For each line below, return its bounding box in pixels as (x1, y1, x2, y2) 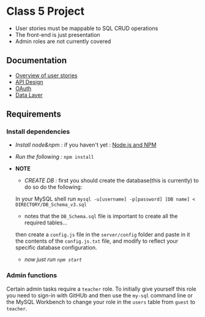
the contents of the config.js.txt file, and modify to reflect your (15, 237, 179, 245)
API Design (15, 78, 43, 85)
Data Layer (15, 91, 43, 99)
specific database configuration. (15, 244, 97, 251)
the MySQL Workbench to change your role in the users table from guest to (6, 298, 196, 305)
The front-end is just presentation (15, 31, 100, 38)
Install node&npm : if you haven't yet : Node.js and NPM (15, 141, 157, 148)
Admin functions (6, 271, 57, 280)
